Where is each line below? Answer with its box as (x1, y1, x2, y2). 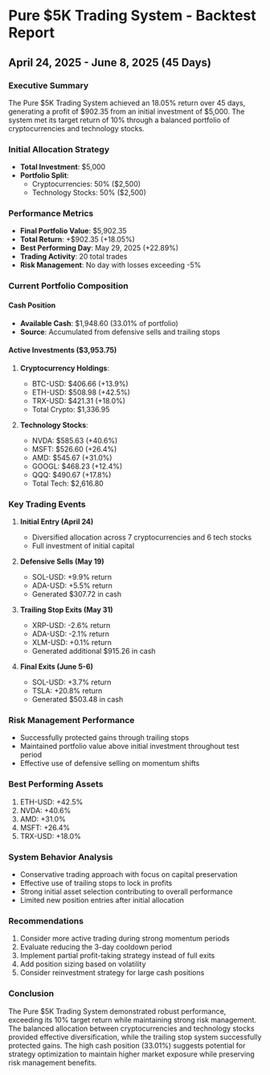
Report (8, 23, 55, 42)
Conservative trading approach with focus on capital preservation (19, 869, 239, 879)
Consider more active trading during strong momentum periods (19, 933, 231, 944)
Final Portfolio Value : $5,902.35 (19, 226, 127, 236)
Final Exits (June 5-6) (19, 662, 94, 672)
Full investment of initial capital (31, 541, 135, 551)
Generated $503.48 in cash (31, 695, 124, 705)
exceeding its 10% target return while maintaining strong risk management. (8, 1015, 257, 1024)
